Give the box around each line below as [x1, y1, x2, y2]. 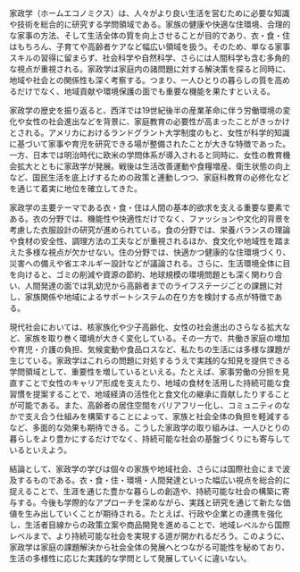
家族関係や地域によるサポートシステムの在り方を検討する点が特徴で [24, 291, 275, 302]
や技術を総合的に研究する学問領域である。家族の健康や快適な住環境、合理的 [9, 19, 291, 29]
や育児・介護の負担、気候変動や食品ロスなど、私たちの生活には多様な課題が [9, 344, 291, 355]
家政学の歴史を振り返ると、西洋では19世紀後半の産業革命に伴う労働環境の [9, 105, 283, 115]
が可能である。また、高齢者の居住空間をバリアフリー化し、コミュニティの [9, 400, 283, 410]
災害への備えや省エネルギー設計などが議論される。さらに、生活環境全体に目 [9, 258, 291, 268]
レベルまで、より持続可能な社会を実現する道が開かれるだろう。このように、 [9, 531, 290, 541]
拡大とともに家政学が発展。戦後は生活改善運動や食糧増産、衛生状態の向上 [16, 161, 291, 172]
